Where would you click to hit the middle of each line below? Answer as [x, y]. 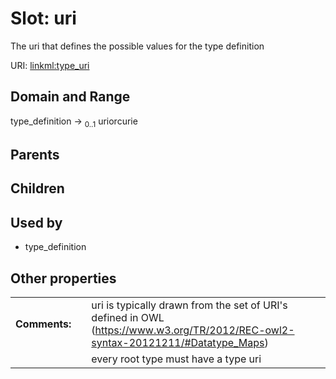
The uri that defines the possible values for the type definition [137, 46]
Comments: [43, 324]
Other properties [63, 278]
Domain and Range [70, 97]
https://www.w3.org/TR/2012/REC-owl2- [194, 330]
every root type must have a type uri [176, 359]
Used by [36, 222]
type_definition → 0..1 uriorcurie [74, 122]
